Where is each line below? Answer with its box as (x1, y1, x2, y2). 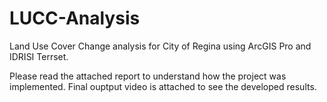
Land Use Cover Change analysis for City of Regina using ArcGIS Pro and (9, 40, 312, 52)
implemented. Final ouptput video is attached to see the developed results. (9, 80, 317, 92)
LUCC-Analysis (9, 7, 141, 30)
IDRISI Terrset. (9, 50, 69, 62)
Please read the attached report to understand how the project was (9, 70, 287, 82)
